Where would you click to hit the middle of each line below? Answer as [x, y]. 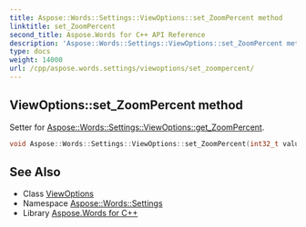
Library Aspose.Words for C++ [80, 213]
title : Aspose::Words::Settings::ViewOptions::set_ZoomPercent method [146, 18]
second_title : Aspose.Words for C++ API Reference [107, 35]
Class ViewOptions [58, 194]
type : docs [30, 52]
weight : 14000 [36, 60]
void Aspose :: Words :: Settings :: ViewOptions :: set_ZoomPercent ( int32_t [144, 143]
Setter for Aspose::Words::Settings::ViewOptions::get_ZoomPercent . [137, 127]
